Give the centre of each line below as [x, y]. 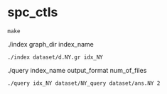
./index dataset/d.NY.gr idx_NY [55, 57]
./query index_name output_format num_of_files [77, 70]
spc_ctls [33, 12]
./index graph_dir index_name [51, 44]
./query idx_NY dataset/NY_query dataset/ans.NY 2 [84, 83]
